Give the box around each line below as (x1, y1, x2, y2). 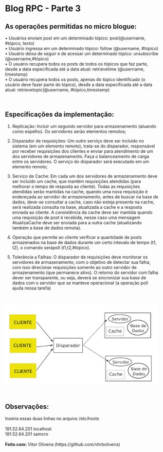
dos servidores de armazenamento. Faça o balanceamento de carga (12, 153, 149, 159)
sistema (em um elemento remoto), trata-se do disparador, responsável (12, 143, 155, 149)
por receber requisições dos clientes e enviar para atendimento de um (12, 148, 153, 154)
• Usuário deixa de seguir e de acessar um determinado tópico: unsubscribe (5, 51, 159, 56)
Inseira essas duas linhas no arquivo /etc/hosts (5, 416, 99, 421)
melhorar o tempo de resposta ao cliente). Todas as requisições (12, 183, 140, 189)
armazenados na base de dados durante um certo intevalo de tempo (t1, (12, 239, 157, 245)
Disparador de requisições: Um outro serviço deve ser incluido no (12, 138, 145, 144)
